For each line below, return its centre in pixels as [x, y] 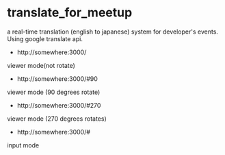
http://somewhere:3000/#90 [57, 79]
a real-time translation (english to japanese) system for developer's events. [113, 32]
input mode [23, 145]
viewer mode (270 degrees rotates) [57, 119]
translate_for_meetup [70, 13]
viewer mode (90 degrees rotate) [54, 92]
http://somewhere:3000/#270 [59, 105]
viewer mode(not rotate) [41, 65]
